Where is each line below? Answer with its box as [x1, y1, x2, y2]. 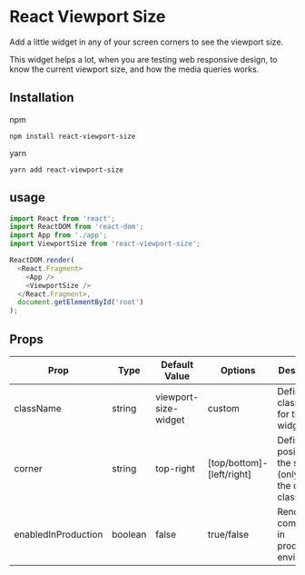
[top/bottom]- [207, 457, 269, 469]
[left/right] [207, 468, 252, 481]
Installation [9, 90, 74, 105]
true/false [207, 529, 250, 540]
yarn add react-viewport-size [9, 165, 124, 174]
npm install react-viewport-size [9, 132, 136, 141]
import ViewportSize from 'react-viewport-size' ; [9, 239, 202, 249]
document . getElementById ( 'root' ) [17, 298, 144, 307]
